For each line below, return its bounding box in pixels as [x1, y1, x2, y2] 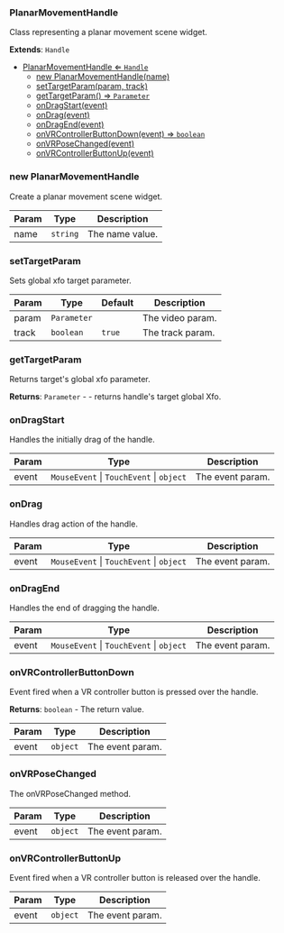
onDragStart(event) [35, 100, 108, 111]
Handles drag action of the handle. [9, 518, 138, 529]
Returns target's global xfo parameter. [9, 374, 151, 385]
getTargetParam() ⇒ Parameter [35, 90, 151, 101]
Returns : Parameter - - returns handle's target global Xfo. [9, 391, 222, 402]
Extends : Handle [9, 44, 70, 55]
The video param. [142, 311, 217, 324]
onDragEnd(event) [35, 119, 105, 130]
